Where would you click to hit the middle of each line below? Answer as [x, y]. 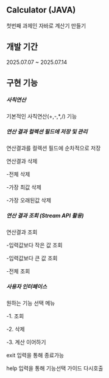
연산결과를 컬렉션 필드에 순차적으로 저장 [54, 148]
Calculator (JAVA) [41, 10]
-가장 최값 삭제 [24, 187]
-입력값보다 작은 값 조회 [34, 245]
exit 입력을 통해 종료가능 [35, 355]
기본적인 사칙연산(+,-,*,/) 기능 [42, 116]
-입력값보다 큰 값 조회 [32, 258]
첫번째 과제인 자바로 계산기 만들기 [46, 25]
